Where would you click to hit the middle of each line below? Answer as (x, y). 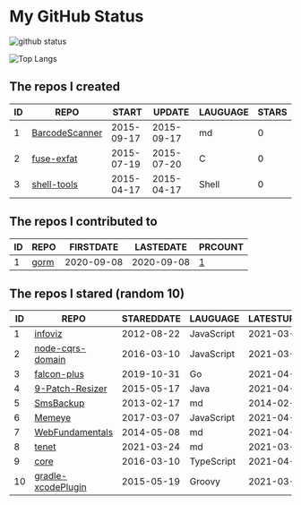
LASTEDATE (161, 246)
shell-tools (55, 184)
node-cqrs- (60, 348)
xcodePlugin (60, 487)
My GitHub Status (77, 17)
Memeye (53, 418)
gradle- (51, 476)
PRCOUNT (221, 246)
